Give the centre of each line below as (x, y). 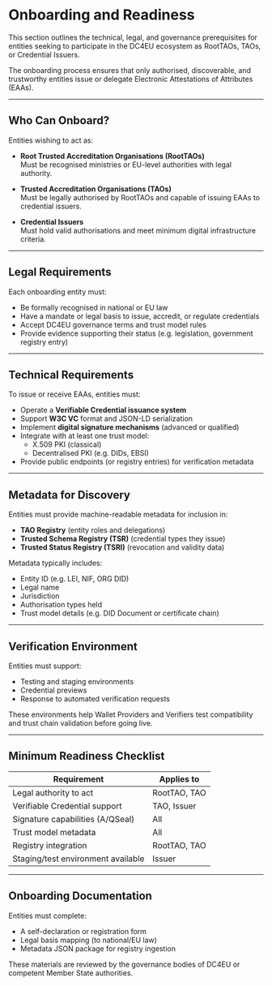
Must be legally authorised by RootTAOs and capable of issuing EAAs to (140, 197)
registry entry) (44, 341)
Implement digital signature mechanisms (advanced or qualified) (130, 427)
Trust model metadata (54, 832)
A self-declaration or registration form (83, 931)
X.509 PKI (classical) (67, 444)
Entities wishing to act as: (51, 140)
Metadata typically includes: (55, 563)
